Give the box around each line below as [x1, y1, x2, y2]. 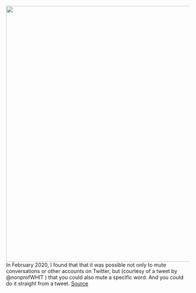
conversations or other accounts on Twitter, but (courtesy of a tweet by [6, 268, 178, 274]
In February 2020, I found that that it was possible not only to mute [6, 261, 166, 268]
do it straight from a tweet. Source [6, 280, 89, 287]
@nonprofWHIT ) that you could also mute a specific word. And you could [6, 274, 184, 281]
